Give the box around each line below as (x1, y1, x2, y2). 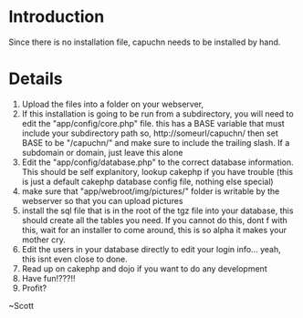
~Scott (8, 300, 34, 311)
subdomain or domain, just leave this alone (21, 147, 183, 158)
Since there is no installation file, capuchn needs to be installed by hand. (8, 36, 281, 47)
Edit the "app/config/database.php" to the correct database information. (21, 157, 294, 168)
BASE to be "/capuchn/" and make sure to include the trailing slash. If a (21, 137, 290, 148)
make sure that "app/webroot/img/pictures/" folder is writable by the (21, 185, 280, 197)
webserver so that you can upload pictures (21, 195, 183, 206)
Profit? (21, 282, 47, 293)
